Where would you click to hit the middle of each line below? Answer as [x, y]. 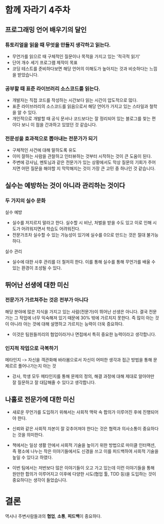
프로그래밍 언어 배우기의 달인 [46, 30]
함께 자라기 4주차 [38, 10]
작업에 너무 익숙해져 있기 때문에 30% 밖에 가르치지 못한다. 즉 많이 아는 [87, 318]
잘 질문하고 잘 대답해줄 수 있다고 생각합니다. [54, 382]
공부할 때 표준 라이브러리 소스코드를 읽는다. [53, 89]
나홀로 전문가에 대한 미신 [40, 399]
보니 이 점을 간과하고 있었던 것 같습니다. [59, 125]
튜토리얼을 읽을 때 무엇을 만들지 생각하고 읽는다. [58, 45]
